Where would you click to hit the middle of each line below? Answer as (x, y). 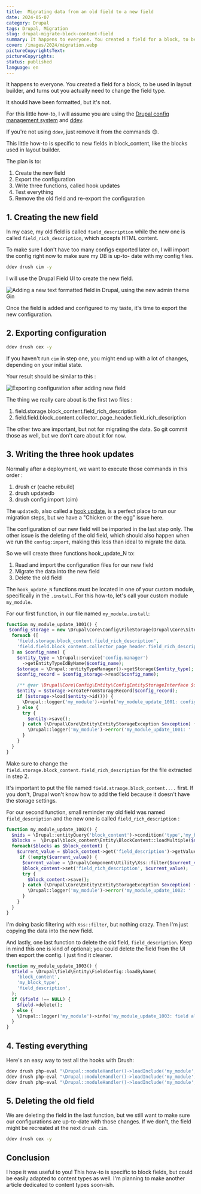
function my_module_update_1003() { (52, 966)
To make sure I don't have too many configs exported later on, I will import (98, 250)
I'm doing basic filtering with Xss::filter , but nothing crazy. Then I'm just (97, 924)
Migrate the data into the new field (57, 571)
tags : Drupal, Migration (37, 28)
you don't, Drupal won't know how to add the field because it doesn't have (98, 794)
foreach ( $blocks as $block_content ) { (60, 846)
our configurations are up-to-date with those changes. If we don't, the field (99, 1122)
